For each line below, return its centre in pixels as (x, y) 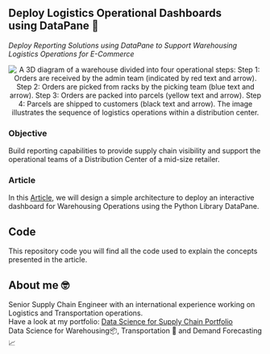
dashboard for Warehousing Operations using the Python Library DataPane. (134, 206)
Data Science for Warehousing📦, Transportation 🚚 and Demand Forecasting (135, 331)
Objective (28, 133)
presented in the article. (48, 260)
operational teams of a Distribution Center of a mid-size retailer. (114, 160)
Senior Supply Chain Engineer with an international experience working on (132, 305)
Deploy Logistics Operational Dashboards (115, 13)
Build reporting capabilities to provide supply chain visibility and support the (135, 151)
